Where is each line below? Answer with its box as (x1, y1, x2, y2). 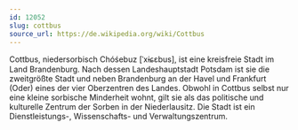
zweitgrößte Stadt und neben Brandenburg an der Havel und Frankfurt (9, 73, 267, 84)
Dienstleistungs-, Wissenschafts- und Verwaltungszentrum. (9, 111, 229, 122)
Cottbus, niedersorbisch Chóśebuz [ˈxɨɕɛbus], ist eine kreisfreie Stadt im (9, 54, 274, 65)
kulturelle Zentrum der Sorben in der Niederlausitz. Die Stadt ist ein (9, 102, 255, 112)
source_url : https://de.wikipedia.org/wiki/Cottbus (9, 29, 205, 38)
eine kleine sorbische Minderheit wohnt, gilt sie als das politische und (9, 92, 264, 103)
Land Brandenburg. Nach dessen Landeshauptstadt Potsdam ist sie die (9, 64, 270, 75)
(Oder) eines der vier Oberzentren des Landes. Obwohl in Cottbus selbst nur (9, 83, 289, 94)
